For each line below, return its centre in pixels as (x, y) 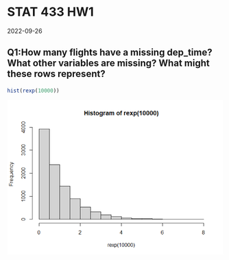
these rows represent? (56, 74)
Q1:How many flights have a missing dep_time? (110, 52)
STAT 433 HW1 (50, 12)
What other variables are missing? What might (109, 63)
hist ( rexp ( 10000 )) (33, 91)
